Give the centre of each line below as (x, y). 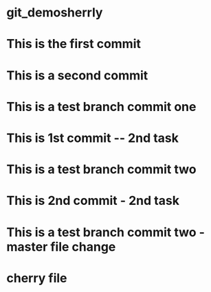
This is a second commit (77, 75)
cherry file (37, 278)
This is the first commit (74, 44)
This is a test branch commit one (101, 107)
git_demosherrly (55, 13)
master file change (61, 246)
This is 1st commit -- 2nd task (93, 138)
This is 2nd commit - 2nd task (93, 201)
